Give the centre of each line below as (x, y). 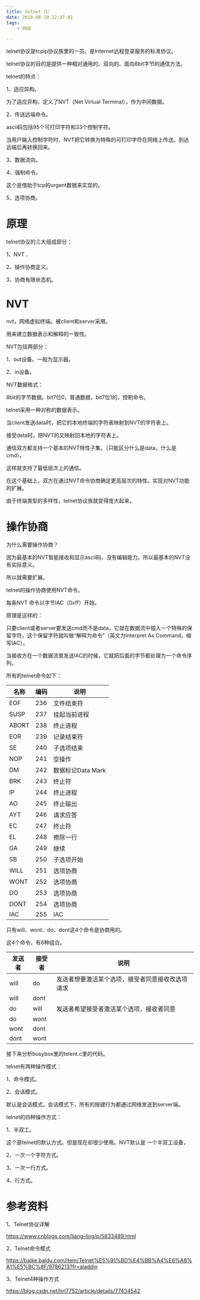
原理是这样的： (24, 615)
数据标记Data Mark (80, 771)
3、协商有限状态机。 (31, 280)
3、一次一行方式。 (29, 1168)
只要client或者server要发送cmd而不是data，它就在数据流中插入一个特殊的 (97, 628)
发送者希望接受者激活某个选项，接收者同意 (116, 1009)
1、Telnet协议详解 (28, 1224)
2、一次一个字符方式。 (34, 1155)
